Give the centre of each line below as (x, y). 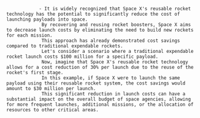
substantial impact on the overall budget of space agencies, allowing (98, 99)
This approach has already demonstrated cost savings (111, 41)
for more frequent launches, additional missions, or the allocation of (100, 105)
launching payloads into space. (47, 19)
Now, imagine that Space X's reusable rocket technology (115, 62)
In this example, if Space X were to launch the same (111, 78)
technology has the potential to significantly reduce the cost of (93, 14)
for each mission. (29, 35)
